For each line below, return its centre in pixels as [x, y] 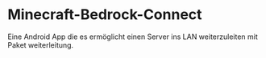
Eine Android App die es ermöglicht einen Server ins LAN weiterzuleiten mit [133, 37]
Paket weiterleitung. [41, 44]
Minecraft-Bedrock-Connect [105, 15]
